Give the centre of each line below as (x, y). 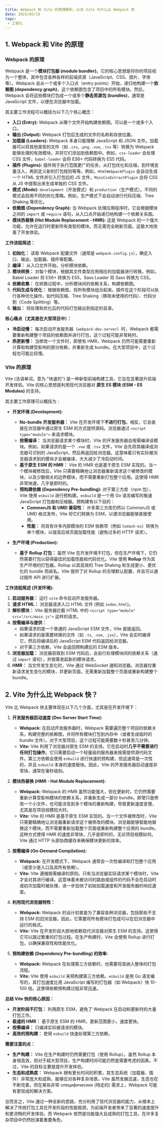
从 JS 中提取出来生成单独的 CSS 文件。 (51, 183)
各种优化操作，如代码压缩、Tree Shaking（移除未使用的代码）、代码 (84, 296)
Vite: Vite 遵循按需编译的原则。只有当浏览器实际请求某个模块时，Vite (89, 874)
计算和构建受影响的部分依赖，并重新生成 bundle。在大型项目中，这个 (82, 347)
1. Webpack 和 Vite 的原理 (44, 44)
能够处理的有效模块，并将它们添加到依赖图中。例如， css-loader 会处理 (83, 153)
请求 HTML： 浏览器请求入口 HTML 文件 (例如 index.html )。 (72, 604)
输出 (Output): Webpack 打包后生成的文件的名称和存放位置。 (73, 134)
